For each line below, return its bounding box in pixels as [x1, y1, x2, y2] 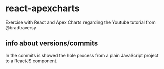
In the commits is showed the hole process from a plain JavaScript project [5, 52, 159, 58]
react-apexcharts [5, 3, 80, 14]
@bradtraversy [5, 24, 36, 30]
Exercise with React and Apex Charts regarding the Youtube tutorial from [5, 19, 156, 25]
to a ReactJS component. [5, 58, 58, 64]
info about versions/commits [5, 39, 98, 48]
